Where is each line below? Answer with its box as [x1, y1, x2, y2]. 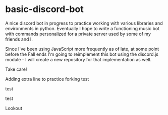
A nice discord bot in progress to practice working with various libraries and [5, 20, 163, 26]
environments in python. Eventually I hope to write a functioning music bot [5, 25, 160, 31]
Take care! [5, 66, 27, 72]
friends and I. [5, 36, 33, 42]
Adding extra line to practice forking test [5, 76, 89, 82]
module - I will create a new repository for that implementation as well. [5, 56, 152, 62]
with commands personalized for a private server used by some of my [5, 31, 151, 37]
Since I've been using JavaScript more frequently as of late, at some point [5, 46, 159, 52]
